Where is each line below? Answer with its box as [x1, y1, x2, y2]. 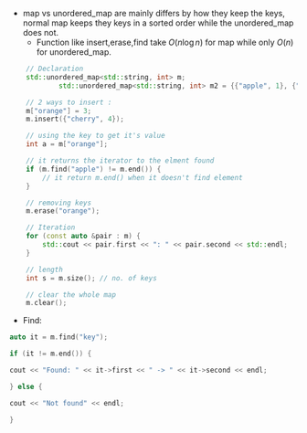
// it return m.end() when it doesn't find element [42, 173, 244, 182]
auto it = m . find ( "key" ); [9, 333, 108, 342]
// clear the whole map [26, 290, 117, 300]
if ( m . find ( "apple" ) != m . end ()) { [26, 164, 162, 174]
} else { [9, 382, 43, 391]
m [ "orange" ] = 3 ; [26, 106, 92, 115]
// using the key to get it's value [26, 132, 166, 141]
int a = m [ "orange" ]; [26, 140, 108, 149]
